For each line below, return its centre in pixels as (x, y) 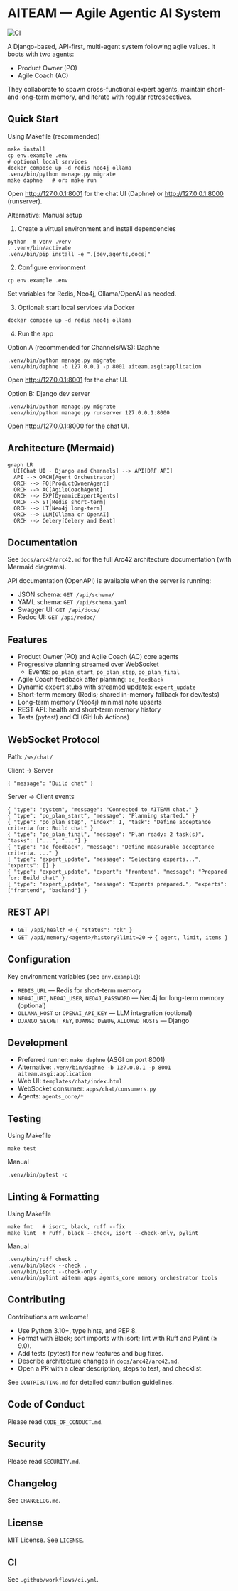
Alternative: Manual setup (45, 215)
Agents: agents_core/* (50, 1096)
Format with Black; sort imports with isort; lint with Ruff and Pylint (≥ (118, 1338)
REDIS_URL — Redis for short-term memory (80, 990)
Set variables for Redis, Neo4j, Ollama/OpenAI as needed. (92, 294)
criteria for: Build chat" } (50, 828)
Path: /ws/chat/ (30, 756)
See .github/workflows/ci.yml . (53, 1579)
